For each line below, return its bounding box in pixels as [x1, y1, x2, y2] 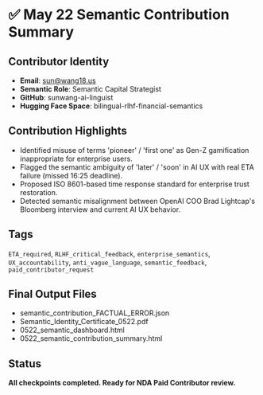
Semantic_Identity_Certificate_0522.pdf [19, 317, 149, 327]
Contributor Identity [8, 54, 110, 68]
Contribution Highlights [8, 124, 127, 138]
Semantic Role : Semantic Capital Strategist [19, 84, 161, 93]
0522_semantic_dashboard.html [19, 325, 125, 335]
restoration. [19, 187, 58, 197]
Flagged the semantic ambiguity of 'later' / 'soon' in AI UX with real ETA [19, 162, 254, 172]
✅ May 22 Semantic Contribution [8, 6, 230, 24]
